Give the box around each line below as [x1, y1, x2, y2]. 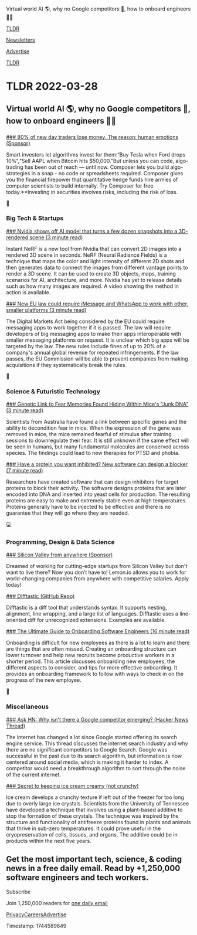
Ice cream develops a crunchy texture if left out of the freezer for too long [6, 794, 185, 801]
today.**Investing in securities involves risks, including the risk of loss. [6, 188, 178, 195]
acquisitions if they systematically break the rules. [6, 361, 127, 368]
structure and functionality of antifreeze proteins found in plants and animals [6, 818, 191, 825]
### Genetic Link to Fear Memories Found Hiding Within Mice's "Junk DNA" [6, 401, 189, 408]
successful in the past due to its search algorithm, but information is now [6, 752, 182, 759]
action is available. [6, 288, 51, 295]
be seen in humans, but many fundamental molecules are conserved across [6, 443, 189, 450]
